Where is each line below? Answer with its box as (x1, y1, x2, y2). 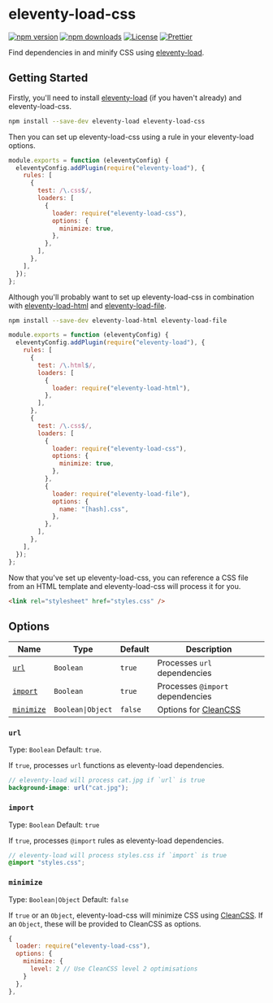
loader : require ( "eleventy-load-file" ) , (51, 490, 191, 498)
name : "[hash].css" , (59, 505, 129, 513)
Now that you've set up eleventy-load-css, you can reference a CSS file (8, 573, 249, 582)
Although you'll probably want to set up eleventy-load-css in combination (8, 292, 254, 302)
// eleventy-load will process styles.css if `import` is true (8, 851, 227, 859)
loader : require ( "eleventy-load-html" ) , (51, 384, 191, 392)
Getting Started (8, 71, 89, 85)
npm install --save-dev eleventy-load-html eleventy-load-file (8, 316, 227, 325)
